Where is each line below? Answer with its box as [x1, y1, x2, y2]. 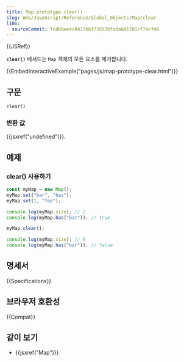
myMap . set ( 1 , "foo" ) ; [6, 198, 62, 204]
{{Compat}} [6, 313, 35, 320]
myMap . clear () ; [6, 226, 45, 232]
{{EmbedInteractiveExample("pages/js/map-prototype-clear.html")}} [6, 68, 179, 75]
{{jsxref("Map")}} [15, 349, 59, 356]
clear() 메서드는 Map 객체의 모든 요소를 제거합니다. [6, 56, 128, 63]
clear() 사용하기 [6, 172, 51, 180]
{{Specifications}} [6, 277, 52, 284]
